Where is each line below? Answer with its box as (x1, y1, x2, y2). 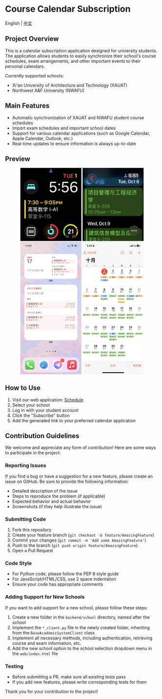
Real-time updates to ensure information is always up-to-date (12, 140, 137, 146)
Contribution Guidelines (5, 432, 80, 440)
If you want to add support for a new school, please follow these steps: (5, 605, 148, 610)
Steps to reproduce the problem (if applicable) (12, 493, 105, 499)
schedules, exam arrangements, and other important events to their (5, 58, 141, 64)
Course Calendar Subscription (5, 3, 131, 15)
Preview (5, 155, 31, 163)
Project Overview (5, 35, 59, 43)
